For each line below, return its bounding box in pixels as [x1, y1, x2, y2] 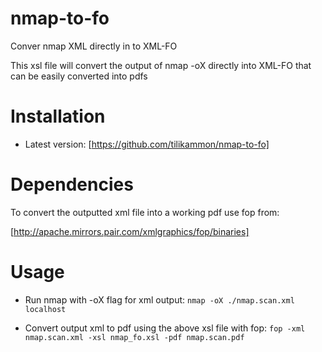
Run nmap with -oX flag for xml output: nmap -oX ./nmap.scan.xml [24, 293, 295, 306]
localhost [24, 304, 67, 314]
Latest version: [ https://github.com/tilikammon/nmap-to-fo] [24, 138, 270, 150]
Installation [10, 105, 106, 128]
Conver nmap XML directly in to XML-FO [10, 40, 178, 52]
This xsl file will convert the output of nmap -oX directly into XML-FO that [10, 59, 312, 71]
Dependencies [10, 173, 134, 196]
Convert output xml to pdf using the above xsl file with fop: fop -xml [24, 322, 306, 334]
